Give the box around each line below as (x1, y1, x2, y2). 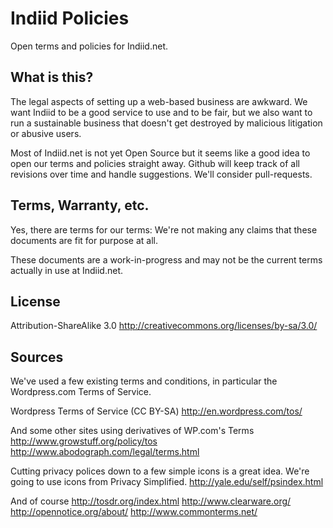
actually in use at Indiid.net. (10, 264, 124, 276)
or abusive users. (10, 127, 82, 139)
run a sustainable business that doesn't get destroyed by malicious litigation (10, 117, 323, 129)
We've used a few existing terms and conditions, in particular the (10, 375, 278, 387)
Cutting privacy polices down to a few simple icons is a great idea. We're (10, 465, 310, 477)
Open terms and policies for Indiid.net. (10, 40, 169, 52)
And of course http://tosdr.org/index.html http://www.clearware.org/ (10, 495, 292, 507)
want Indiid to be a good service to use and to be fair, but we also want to (10, 106, 313, 118)
